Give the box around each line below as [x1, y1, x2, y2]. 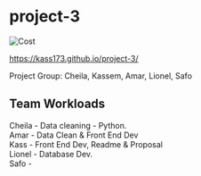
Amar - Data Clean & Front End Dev [9, 130, 139, 140]
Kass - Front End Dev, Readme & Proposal [9, 138, 163, 149]
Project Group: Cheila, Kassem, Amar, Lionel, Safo [9, 70, 193, 81]
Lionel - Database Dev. [9, 148, 93, 159]
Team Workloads [9, 96, 106, 112]
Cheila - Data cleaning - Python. [9, 120, 127, 130]
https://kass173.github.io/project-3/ [9, 53, 139, 63]
